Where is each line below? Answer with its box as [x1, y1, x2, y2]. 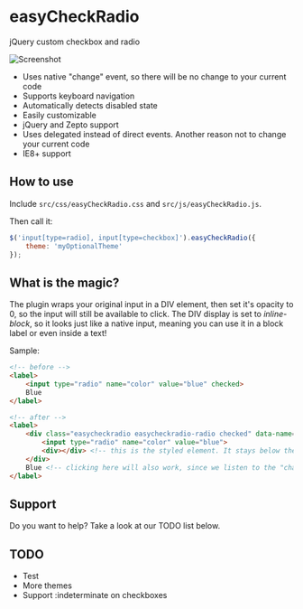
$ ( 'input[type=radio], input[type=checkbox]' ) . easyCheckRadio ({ [9, 233, 256, 242]
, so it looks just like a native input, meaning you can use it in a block [30, 318, 284, 329]
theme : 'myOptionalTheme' [25, 241, 124, 250]
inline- [262, 309, 288, 320]
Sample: [9, 345, 41, 356]
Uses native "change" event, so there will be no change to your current [22, 70, 287, 82]
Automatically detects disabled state [22, 99, 158, 110]
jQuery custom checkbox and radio [9, 36, 141, 47]
